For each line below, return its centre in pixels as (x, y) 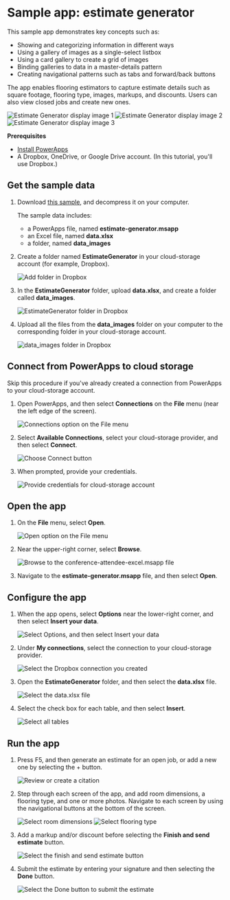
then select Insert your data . (58, 621)
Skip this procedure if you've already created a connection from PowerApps (114, 383)
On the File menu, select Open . (61, 522)
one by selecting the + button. (60, 767)
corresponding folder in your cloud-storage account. (92, 332)
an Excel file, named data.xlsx (70, 235)
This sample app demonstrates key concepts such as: (83, 32)
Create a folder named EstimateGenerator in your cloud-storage (108, 256)
